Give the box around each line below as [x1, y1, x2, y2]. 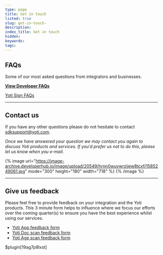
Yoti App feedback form [12, 225, 60, 230]
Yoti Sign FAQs [5, 92, 35, 98]
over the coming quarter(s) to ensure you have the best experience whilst [5, 210, 152, 216]
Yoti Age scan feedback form [12, 235, 71, 241]
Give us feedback [5, 187, 59, 195]
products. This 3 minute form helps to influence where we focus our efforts [5, 205, 155, 211]
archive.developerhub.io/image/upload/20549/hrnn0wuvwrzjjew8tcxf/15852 [5, 163, 158, 169]
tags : [5, 43, 16, 48]
